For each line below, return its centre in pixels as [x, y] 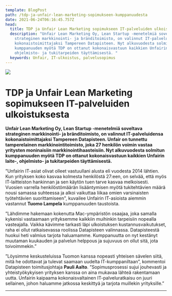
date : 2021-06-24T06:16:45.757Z [40, 19]
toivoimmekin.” [21, 246]
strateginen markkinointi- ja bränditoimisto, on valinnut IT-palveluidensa [84, 134]
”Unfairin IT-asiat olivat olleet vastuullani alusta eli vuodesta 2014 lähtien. [82, 171]
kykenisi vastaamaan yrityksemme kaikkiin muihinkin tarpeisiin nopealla [81, 219]
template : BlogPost [26, 10]
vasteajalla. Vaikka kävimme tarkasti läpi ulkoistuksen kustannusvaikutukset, [86, 225]
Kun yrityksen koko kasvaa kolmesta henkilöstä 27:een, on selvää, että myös [86, 177]
